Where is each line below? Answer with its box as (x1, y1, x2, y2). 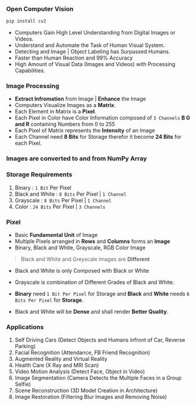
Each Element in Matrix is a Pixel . (14, 108, 96, 115)
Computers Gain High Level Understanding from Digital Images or (14, 29, 176, 36)
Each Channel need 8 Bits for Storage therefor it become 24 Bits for (14, 133, 182, 140)
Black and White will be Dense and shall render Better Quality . (14, 308, 169, 315)
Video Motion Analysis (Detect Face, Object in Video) (14, 368, 146, 375)
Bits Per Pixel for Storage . (14, 296, 84, 304)
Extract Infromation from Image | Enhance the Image (14, 95, 147, 102)
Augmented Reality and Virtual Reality (14, 355, 108, 363)
